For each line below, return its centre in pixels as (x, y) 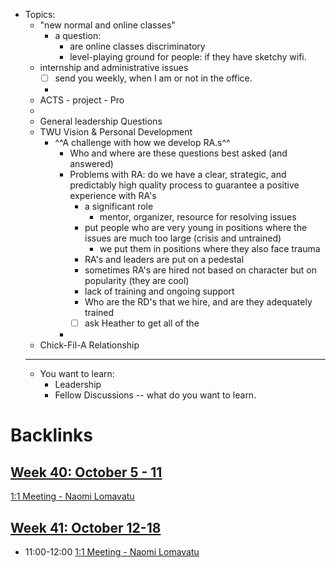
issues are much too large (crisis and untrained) (183, 238)
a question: (78, 35)
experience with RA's (113, 196)
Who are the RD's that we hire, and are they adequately (198, 302)
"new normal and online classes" (107, 25)
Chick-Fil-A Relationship (89, 345)
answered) (91, 164)
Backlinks (52, 435)
